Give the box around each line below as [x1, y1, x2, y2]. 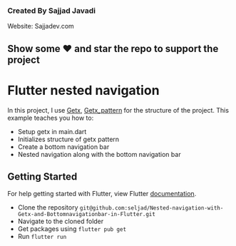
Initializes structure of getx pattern [17, 135, 120, 143]
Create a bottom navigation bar [17, 142, 110, 151]
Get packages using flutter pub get [17, 225, 127, 233]
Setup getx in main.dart [17, 127, 87, 135]
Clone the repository [17, 203, 78, 212]
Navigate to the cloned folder [17, 217, 104, 226]
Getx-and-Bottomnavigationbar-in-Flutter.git [17, 211, 155, 218]
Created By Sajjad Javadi [7, 6, 96, 16]
